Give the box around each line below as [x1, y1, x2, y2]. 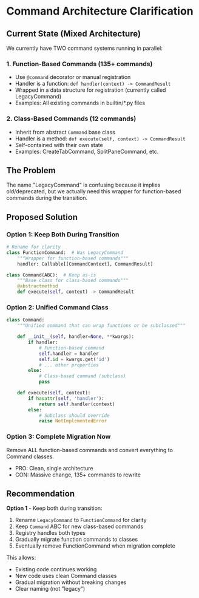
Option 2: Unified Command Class [6, 303, 109, 312]
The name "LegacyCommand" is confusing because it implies [6, 181, 161, 189]
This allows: [6, 554, 36, 562]
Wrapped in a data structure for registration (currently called [15, 86, 166, 94]
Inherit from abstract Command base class [15, 128, 115, 136]
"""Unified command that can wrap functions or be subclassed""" [17, 323, 186, 329]
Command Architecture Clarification [6, 4, 194, 18]
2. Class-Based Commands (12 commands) [6, 114, 137, 123]
